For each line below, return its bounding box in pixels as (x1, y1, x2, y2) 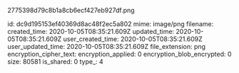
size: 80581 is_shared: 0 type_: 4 (7, 57, 103, 66)
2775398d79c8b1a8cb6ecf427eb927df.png (7, 6, 135, 14)
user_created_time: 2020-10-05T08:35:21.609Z (63, 35, 203, 43)
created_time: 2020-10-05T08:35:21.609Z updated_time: (7, 28, 175, 35)
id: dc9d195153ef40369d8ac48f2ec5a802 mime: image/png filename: (7, 20, 214, 28)
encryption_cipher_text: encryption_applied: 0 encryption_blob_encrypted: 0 (7, 50, 232, 58)
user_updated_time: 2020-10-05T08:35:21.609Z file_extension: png (7, 43, 205, 50)
